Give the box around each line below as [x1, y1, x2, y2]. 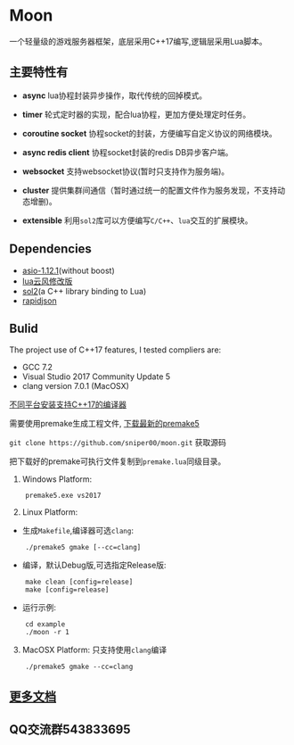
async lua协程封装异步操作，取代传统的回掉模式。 [21, 90, 208, 101]
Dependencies [9, 242, 92, 257]
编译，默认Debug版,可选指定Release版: [21, 559, 167, 571]
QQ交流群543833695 [9, 722, 131, 737]
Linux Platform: [21, 507, 78, 517]
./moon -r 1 [25, 628, 69, 637]
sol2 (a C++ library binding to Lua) [21, 286, 147, 296]
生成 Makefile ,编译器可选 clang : [21, 526, 134, 536]
